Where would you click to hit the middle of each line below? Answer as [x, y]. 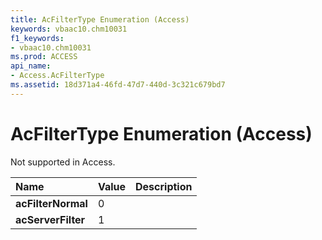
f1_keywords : [37, 38]
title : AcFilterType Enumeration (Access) [100, 19]
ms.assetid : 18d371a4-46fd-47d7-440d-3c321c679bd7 [118, 85]
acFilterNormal [51, 203]
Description [164, 186]
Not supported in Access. [63, 162]
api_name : [31, 66]
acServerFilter [50, 219]
